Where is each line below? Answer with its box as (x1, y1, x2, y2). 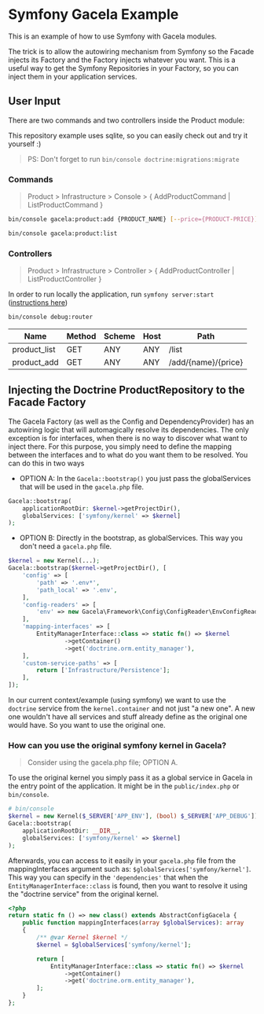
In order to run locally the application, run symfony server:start (8, 289, 214, 299)
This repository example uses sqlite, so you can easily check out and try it (8, 130, 248, 140)
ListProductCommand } (27, 200, 104, 210)
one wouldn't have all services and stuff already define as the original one (8, 712, 247, 722)
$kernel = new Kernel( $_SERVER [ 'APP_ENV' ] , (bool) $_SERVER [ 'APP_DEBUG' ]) (8, 812, 258, 821)
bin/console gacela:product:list (8, 230, 118, 237)
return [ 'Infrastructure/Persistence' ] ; (36, 667, 170, 674)
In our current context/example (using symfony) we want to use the (8, 696, 226, 705)
